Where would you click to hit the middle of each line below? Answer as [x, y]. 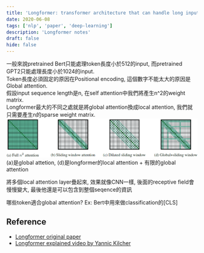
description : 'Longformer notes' [49, 32]
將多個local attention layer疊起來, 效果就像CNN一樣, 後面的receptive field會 [100, 182]
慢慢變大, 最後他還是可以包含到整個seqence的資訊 [69, 189]
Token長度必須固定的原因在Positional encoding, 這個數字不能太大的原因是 [99, 79]
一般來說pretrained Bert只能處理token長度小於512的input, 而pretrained [94, 64]
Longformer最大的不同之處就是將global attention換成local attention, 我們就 [100, 107]
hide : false [21, 45]
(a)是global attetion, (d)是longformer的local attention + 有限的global [91, 162]
